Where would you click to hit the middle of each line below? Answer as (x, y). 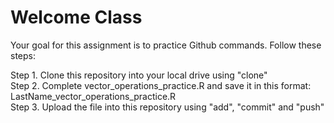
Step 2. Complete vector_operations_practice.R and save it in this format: (161, 85)
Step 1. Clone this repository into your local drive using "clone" (139, 75)
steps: (23, 55)
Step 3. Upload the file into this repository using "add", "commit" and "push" (167, 107)
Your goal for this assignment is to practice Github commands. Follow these (166, 45)
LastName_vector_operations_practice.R (93, 96)
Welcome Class (76, 17)
